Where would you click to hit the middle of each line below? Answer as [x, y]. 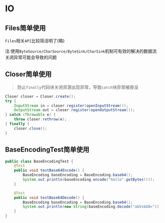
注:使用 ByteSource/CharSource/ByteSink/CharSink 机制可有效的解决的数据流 [81, 51]
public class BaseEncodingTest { [39, 161]
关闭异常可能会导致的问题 [31, 57]
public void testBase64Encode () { [49, 170]
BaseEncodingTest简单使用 [47, 150]
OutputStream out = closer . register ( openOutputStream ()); [74, 110]
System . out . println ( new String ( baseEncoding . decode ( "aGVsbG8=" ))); [93, 207]
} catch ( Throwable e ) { [30, 115]
